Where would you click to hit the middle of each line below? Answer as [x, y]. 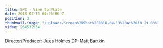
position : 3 [17, 18]
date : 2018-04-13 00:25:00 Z [34, 14]
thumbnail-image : [23, 23]
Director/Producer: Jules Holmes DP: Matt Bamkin [55, 41]
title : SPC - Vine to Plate [33, 9]
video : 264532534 [23, 27]
